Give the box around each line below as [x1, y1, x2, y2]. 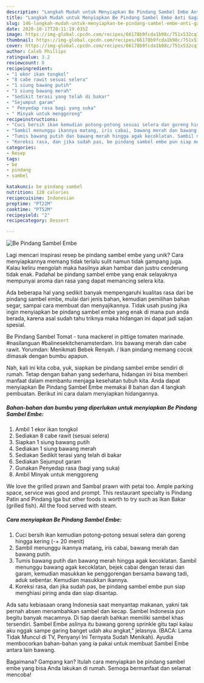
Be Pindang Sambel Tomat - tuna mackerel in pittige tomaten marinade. [6, 333, 185, 340]
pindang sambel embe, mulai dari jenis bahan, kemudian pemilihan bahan [6, 295, 190, 303]
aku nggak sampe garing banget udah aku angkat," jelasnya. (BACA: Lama [6, 627, 192, 634]
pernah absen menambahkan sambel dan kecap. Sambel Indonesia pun [6, 608, 185, 615]
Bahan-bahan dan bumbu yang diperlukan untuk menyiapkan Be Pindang [6, 403, 197, 411]
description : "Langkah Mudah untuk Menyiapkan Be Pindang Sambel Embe [6, 9, 189, 15]
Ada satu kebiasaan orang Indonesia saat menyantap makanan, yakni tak [6, 601, 189, 608]
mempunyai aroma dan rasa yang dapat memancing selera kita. [6, 277, 165, 284]
